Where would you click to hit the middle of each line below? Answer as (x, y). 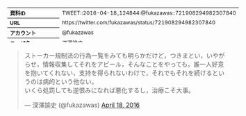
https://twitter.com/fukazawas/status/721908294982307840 (139, 23)
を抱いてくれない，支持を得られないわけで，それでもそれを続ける (118, 73)
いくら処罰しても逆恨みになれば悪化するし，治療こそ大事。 (109, 90)
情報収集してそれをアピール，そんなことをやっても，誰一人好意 (133, 64)
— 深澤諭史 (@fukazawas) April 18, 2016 (82, 105)
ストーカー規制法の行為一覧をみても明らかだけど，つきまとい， (115, 56)
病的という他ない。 (70, 82)
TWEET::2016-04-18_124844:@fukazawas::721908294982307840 (149, 13)
